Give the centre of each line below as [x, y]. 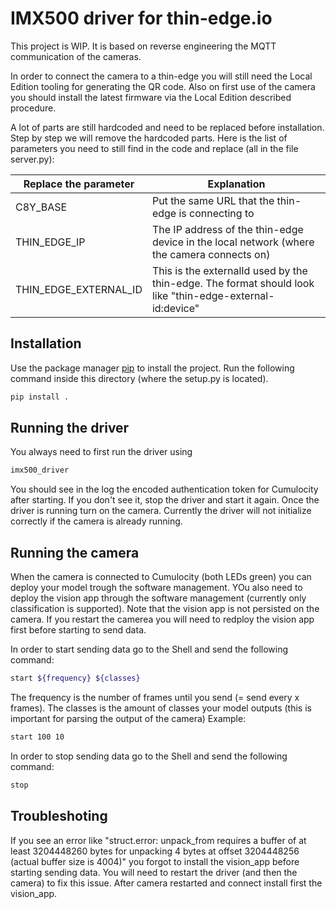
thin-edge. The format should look [233, 283]
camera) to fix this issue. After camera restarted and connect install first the [166, 883]
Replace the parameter [79, 184]
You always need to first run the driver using [101, 452]
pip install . [40, 397]
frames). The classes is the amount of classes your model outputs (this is [161, 708]
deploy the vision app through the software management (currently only [158, 598]
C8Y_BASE [41, 207]
